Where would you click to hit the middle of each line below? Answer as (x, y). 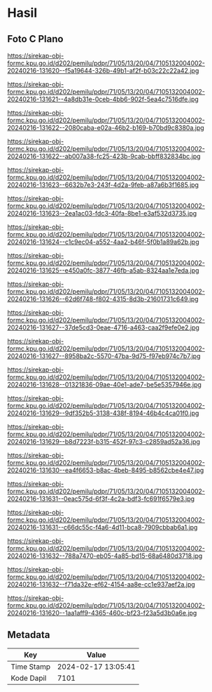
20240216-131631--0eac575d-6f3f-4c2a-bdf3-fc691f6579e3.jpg (101, 499)
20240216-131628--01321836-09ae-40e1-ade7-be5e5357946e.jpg (104, 385)
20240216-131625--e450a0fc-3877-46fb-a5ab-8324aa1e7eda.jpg (103, 270)
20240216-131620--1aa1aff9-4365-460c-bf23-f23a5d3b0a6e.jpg (102, 613)
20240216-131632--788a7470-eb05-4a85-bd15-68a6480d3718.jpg (105, 556)
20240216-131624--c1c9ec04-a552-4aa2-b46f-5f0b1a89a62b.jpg (103, 242)
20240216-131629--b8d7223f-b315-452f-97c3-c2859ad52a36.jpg (104, 442)
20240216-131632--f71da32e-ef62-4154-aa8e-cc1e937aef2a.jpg (101, 584)
